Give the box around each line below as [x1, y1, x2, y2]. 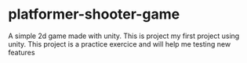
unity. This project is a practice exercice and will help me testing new [8, 39, 231, 48]
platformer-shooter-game [8, 5, 180, 23]
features [8, 47, 35, 57]
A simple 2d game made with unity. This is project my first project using [8, 31, 240, 40]
